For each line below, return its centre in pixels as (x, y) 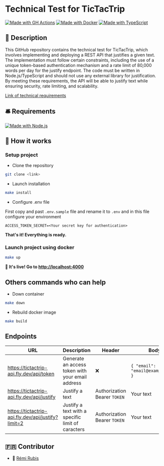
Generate (73, 359)
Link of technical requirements (36, 95)
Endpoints (21, 336)
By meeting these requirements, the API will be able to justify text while (76, 81)
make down (15, 303)
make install (18, 193)
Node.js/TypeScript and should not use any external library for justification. (81, 75)
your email (75, 377)
